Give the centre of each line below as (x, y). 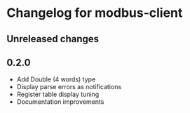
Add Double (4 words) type (56, 79)
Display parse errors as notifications (69, 87)
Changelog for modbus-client (95, 13)
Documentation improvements (60, 102)
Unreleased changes (53, 39)
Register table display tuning (58, 94)
